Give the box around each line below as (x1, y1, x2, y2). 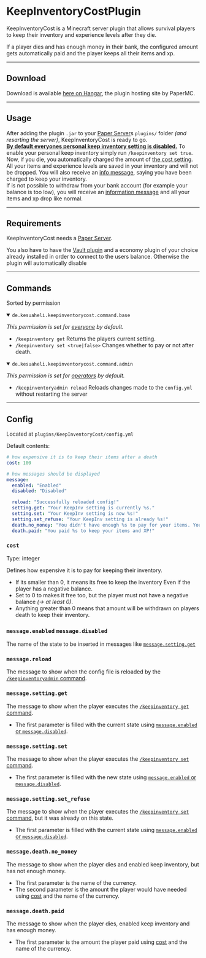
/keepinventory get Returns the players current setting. (15, 335, 156, 342)
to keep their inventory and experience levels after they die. (6, 31, 157, 38)
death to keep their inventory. (15, 611, 90, 618)
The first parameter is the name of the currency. (15, 879, 137, 886)
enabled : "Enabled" (12, 482, 62, 489)
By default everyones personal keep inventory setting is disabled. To (6, 143, 186, 150)
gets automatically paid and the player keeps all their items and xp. (6, 49, 175, 57)
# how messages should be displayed (6, 471, 100, 477)
